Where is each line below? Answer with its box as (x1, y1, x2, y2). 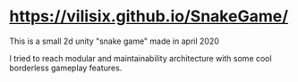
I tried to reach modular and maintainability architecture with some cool (9, 53, 272, 63)
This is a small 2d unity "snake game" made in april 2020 (9, 36, 219, 46)
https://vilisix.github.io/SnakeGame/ (9, 6, 289, 27)
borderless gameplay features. (9, 62, 123, 73)
